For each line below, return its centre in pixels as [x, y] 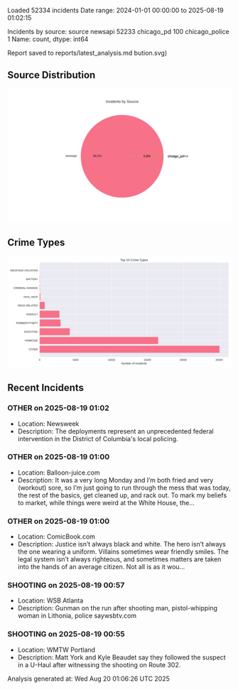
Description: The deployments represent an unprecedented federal [116, 431]
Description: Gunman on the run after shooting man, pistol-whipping [118, 608]
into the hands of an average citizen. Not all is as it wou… [101, 567]
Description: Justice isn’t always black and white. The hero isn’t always [121, 544]
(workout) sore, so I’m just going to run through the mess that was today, [124, 487]
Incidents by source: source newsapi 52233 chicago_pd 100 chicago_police [118, 32]
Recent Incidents [45, 388]
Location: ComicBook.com [56, 537]
